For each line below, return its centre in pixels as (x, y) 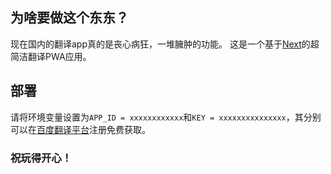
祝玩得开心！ (41, 158)
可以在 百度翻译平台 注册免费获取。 (80, 129)
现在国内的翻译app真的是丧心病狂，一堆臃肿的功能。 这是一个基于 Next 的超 (165, 44)
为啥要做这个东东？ (69, 18)
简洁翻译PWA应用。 (51, 56)
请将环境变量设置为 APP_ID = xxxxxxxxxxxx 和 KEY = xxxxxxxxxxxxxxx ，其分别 (166, 117)
